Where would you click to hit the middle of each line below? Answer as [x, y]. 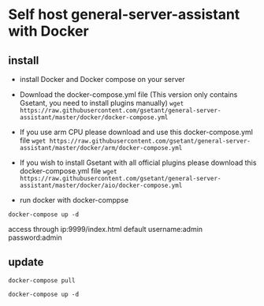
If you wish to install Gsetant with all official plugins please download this [138, 162]
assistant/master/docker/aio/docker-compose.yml [101, 185]
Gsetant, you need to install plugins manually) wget [102, 103]
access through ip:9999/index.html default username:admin [106, 229]
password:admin [35, 237]
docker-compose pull [42, 280]
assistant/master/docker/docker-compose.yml [94, 118]
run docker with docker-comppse [74, 200]
